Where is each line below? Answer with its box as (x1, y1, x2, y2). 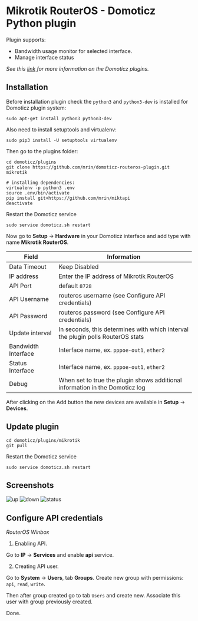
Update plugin (6, 422, 60, 432)
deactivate (6, 200, 33, 206)
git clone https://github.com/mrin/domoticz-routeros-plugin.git (6, 164, 170, 170)
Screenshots (6, 480, 54, 490)
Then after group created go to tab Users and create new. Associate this (6, 592, 181, 599)
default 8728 (58, 282, 93, 290)
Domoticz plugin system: (6, 104, 67, 111)
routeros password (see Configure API (58, 308, 165, 316)
